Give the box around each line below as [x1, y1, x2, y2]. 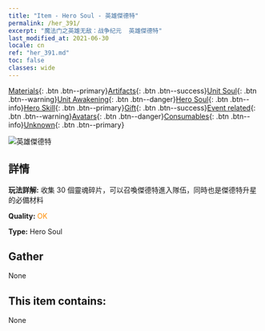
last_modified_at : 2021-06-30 [8, 34, 110, 42]
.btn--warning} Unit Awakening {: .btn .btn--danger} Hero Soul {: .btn [8, 94, 229, 104]
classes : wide [8, 64, 56, 72]
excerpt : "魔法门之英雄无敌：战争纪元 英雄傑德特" [8, 26, 163, 34]
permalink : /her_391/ [8, 19, 81, 27]
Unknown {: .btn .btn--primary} [23, 119, 125, 129]
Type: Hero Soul [8, 226, 62, 236]
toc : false [8, 57, 45, 65]
